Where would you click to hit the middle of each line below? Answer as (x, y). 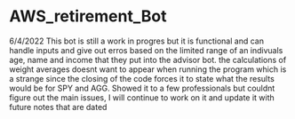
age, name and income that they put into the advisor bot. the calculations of (148, 59)
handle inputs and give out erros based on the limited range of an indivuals (146, 50)
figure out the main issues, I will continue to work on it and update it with (142, 97)
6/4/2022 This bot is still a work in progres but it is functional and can (137, 41)
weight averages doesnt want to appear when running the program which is (148, 69)
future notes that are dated (58, 107)
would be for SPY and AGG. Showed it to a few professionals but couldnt (142, 88)
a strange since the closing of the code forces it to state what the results (142, 78)
